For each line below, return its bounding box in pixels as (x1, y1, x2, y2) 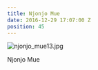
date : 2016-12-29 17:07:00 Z (7, 17, 91, 24)
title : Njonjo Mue (7, 10, 60, 17)
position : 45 (7, 23, 45, 30)
